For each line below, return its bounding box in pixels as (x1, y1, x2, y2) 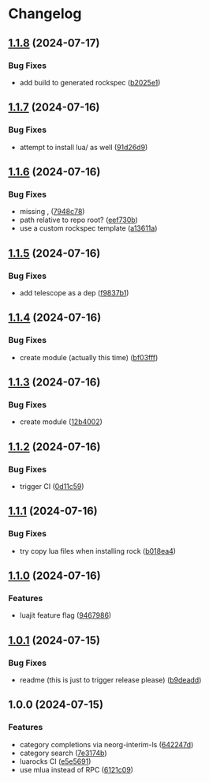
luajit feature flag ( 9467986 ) (19, 611, 112, 620)
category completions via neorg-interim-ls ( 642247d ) (19, 739, 194, 749)
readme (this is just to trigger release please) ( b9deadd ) (19, 675, 202, 685)
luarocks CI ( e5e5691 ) (19, 756, 91, 766)
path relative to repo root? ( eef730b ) (19, 215, 138, 225)
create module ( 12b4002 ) (19, 417, 103, 427)
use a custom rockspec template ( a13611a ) (19, 224, 158, 233)
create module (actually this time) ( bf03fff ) (19, 352, 159, 362)
